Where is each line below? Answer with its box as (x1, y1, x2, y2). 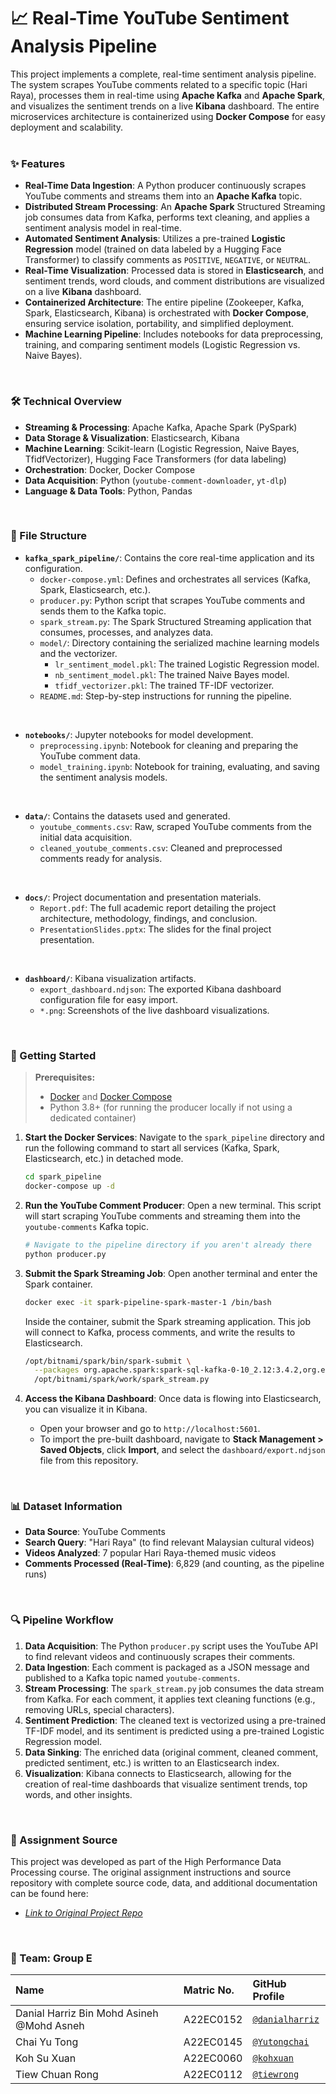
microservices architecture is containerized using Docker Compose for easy (10, 110, 326, 122)
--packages (34, 1365, 80, 1375)
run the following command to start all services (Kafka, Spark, (24, 1142, 280, 1154)
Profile (252, 1990, 285, 2004)
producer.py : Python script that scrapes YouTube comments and (39, 594, 306, 606)
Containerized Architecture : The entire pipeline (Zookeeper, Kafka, (24, 296, 305, 309)
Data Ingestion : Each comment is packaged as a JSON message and (24, 1661, 310, 1673)
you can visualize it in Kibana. (24, 1403, 148, 1415)
